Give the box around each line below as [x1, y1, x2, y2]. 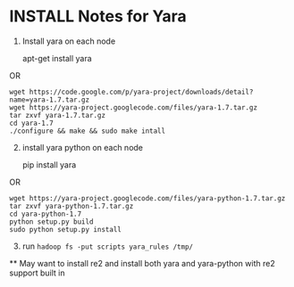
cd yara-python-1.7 [9, 209, 82, 218]
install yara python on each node [21, 142, 144, 152]
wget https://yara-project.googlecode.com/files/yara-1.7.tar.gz [9, 102, 257, 112]
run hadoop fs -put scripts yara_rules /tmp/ [21, 241, 194, 251]
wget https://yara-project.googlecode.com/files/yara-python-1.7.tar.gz [9, 193, 286, 202]
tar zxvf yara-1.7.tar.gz [9, 111, 105, 119]
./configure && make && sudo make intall [9, 127, 166, 135]
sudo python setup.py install [9, 225, 122, 234]
